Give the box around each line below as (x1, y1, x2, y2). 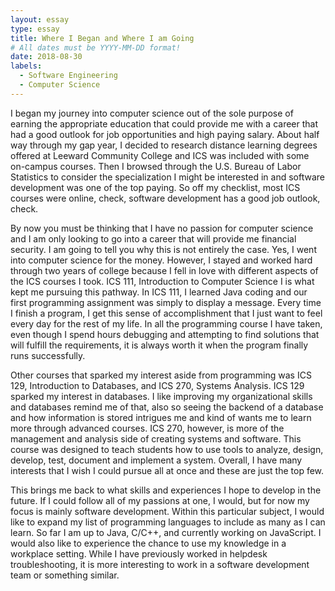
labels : (10, 61, 43, 71)
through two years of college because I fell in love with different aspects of (10, 264, 319, 276)
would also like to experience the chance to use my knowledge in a (10, 537, 287, 549)
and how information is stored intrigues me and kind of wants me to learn (10, 411, 312, 423)
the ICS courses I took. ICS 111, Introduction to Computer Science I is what (10, 275, 315, 287)
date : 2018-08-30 (10, 52, 83, 62)
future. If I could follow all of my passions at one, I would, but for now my (10, 494, 310, 506)
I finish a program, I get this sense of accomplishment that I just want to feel (10, 307, 323, 319)
